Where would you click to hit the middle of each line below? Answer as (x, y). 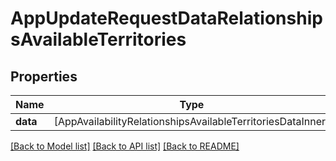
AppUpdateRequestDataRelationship (166, 18)
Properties (44, 76)
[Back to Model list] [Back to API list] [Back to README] (125, 146)
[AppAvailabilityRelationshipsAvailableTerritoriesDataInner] (191, 121)
